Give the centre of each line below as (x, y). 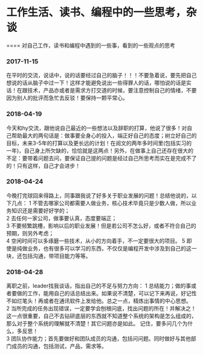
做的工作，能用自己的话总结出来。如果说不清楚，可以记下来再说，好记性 (107, 293)
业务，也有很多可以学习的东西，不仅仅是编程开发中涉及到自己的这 (109, 248)
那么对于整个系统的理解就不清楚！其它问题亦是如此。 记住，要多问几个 (94, 324)
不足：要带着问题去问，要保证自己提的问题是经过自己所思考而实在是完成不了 (101, 158)
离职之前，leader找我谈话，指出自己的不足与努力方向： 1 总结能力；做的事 (99, 286)
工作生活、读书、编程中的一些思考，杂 (102, 12)
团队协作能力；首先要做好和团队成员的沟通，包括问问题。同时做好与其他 (101, 339)
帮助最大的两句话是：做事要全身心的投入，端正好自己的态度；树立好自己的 (104, 135)
